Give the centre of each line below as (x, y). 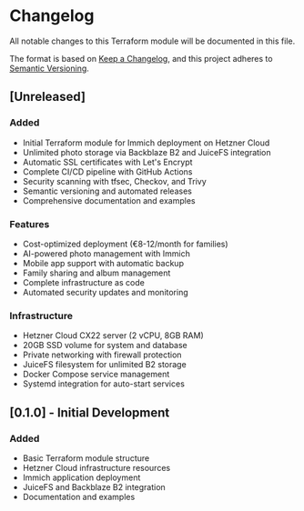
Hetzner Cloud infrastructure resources (96, 467)
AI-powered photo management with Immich (106, 253)
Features (30, 224)
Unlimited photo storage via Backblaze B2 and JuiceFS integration (147, 152)
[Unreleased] (48, 97)
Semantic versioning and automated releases (107, 191)
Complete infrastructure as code (84, 282)
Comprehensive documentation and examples (109, 200)
